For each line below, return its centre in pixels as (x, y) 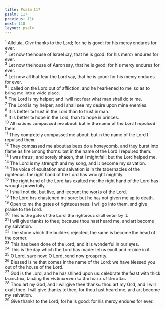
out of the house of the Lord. (34, 267)
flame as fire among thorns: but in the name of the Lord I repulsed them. (78, 151)
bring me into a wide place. (33, 93)
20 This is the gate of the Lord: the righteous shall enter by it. (67, 215)
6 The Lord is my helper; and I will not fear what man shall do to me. (74, 99)
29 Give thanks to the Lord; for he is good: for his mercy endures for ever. (79, 301)
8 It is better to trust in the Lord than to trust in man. (57, 111)
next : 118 (15, 23)
